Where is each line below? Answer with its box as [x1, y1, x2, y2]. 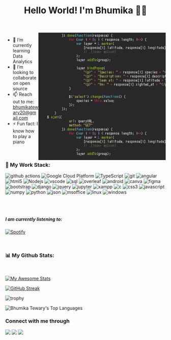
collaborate [12, 74, 37, 81]
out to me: [12, 98, 35, 104]
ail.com [12, 115, 28, 121]
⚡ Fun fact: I [12, 120, 38, 126]
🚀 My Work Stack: [5, 161, 51, 168]
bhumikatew [12, 104, 39, 110]
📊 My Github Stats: [5, 252, 54, 259]
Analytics [12, 58, 33, 64]
